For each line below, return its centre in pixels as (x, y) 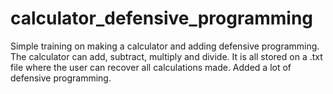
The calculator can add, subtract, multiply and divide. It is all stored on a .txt (166, 56)
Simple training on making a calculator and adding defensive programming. (165, 46)
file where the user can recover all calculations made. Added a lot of (151, 67)
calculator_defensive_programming (162, 18)
